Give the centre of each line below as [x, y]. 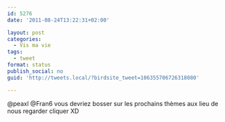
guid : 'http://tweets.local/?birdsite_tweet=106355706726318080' [103, 78]
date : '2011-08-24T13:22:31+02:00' [58, 20]
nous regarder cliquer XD [43, 111]
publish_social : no [35, 71]
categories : [24, 39]
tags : [15, 52]
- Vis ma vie [32, 46]
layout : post [26, 33]
